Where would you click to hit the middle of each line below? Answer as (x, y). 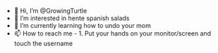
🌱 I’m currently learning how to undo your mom (83, 25)
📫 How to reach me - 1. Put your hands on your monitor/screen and (113, 33)
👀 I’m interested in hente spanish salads (72, 18)
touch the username (43, 43)
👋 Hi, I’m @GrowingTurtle (50, 11)
